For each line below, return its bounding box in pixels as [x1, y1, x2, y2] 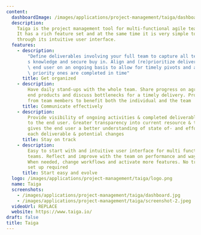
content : [6, 8, 28, 15]
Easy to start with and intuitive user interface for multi [28, 148, 181, 154]
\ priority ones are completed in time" [28, 70, 130, 76]
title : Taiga [6, 220, 39, 226]
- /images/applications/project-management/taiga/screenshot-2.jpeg [17, 198, 191, 204]
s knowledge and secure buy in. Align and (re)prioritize [28, 59, 175, 65]
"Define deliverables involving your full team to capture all [28, 53, 188, 59]
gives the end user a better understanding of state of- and [28, 126, 184, 132]
